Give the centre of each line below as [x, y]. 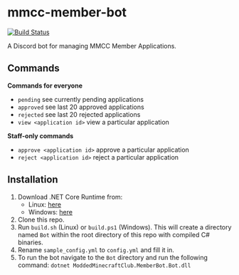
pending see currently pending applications [81, 99]
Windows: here [51, 212]
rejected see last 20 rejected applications [79, 114]
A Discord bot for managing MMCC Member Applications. [92, 46]
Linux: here [45, 204]
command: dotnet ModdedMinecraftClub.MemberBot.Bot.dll [104, 265]
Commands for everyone [45, 85]
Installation [33, 180]
